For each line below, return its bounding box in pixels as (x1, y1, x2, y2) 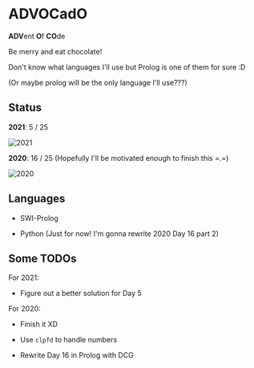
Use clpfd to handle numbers (19, 335, 118, 345)
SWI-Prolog (19, 213, 58, 222)
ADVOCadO (8, 5, 88, 23)
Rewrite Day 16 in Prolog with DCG (19, 350, 134, 360)
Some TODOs (8, 251, 77, 265)
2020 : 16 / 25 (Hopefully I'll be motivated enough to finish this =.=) (8, 153, 229, 162)
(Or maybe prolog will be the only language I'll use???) (8, 78, 188, 87)
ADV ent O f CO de (8, 31, 66, 41)
